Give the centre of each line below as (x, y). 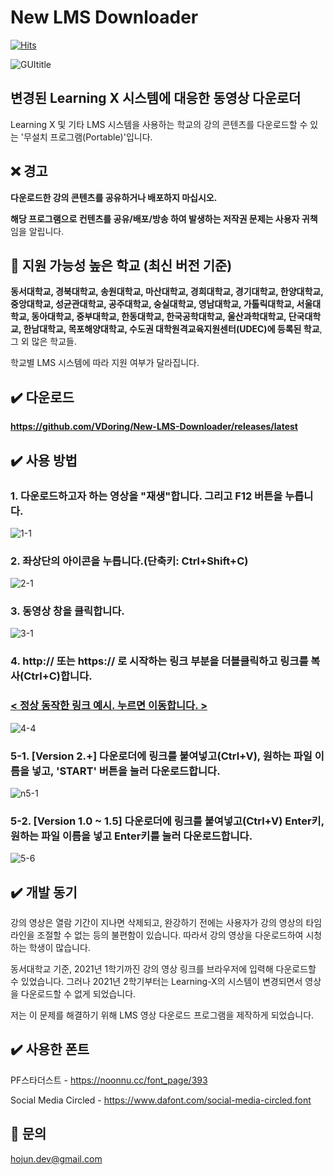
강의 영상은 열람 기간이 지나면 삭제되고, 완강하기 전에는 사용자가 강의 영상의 (157, 923)
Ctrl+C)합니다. (58, 676)
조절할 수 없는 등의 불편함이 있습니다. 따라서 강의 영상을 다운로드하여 (170, 935)
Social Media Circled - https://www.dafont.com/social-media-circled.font (161, 1100)
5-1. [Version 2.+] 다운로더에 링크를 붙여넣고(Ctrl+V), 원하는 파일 (161, 756)
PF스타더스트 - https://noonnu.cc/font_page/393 (109, 1080)
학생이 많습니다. (59, 948)
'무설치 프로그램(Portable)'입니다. (86, 137)
